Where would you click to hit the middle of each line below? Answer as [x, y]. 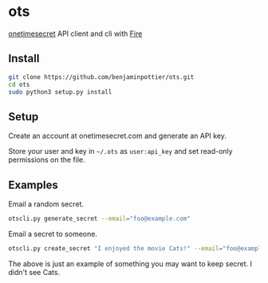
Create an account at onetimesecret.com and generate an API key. [118, 136]
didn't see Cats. [34, 272]
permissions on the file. [47, 160]
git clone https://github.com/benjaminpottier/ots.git [101, 77]
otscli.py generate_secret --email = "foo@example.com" [100, 218]
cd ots [19, 85]
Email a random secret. [46, 204]
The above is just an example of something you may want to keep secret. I [130, 263]
